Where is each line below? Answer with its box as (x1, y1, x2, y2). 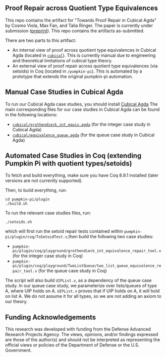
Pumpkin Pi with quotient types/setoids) (5, 159, 132, 168)
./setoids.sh (5, 220, 32, 225)
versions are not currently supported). (5, 178, 83, 183)
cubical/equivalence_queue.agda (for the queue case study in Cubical (12, 132, 155, 138)
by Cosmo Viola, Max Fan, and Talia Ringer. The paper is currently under (5, 22, 153, 28)
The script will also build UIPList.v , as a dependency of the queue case (5, 277, 152, 283)
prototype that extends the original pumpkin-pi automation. (12, 73, 133, 79)
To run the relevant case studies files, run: (5, 210, 91, 216)
